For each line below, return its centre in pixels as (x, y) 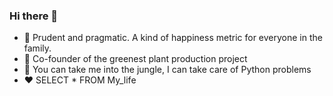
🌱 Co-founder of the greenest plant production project (135, 59)
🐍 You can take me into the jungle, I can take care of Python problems (167, 70)
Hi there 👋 (34, 16)
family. (37, 48)
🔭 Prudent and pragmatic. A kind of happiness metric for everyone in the (173, 38)
